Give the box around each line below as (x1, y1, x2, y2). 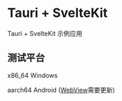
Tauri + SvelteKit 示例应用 (7, 29, 83, 37)
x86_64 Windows (7, 71, 58, 79)
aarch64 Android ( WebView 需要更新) (7, 85, 116, 94)
